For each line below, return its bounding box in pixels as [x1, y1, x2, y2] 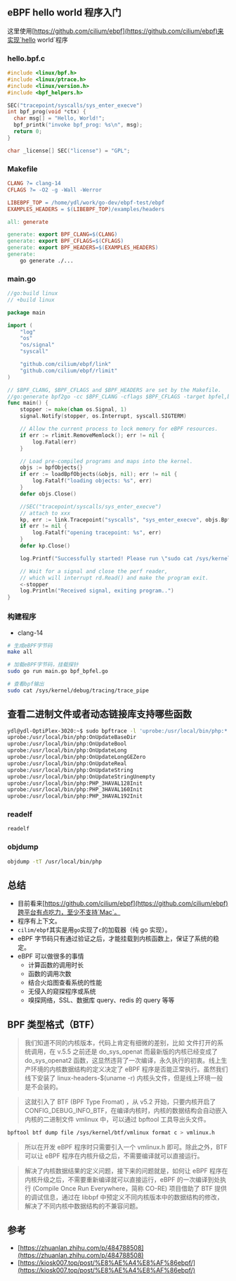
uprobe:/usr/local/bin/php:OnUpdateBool [7, 740, 128, 747]
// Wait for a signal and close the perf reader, [20, 567, 169, 575]
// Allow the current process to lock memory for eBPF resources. [20, 425, 218, 433]
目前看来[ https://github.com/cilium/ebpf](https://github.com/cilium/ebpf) [17, 900, 228, 908]
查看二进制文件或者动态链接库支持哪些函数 [7, 708, 192, 720]
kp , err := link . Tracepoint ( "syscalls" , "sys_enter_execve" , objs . [20, 516, 221, 523]
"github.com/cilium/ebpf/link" [20, 361, 112, 368]
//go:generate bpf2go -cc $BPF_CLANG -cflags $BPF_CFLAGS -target [7, 393, 206, 400]
